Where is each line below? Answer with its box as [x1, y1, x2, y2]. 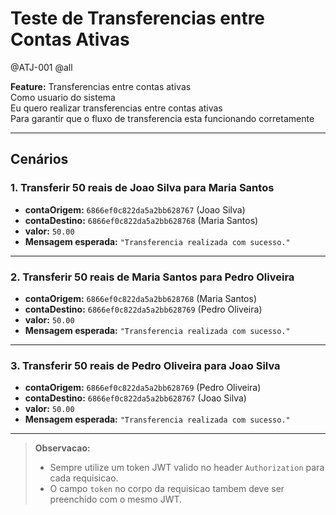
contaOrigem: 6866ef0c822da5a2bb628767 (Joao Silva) [24, 203, 246, 216]
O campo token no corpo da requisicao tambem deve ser [49, 483, 285, 495]
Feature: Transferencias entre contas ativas [10, 80, 192, 92]
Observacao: [34, 442, 91, 454]
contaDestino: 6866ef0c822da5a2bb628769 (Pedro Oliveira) [24, 303, 263, 315]
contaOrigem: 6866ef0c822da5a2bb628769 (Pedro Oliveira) [24, 382, 262, 394]
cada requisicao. [49, 472, 119, 484]
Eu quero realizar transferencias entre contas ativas [10, 102, 223, 114]
